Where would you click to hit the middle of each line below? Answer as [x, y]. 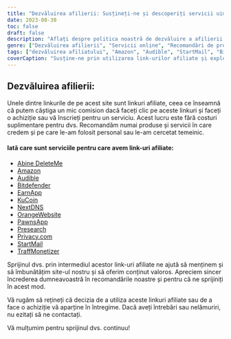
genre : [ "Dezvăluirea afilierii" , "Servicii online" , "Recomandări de [110, 45]
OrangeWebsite [39, 214]
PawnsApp [32, 222]
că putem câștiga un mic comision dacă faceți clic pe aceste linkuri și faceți [114, 110]
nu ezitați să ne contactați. [45, 314]
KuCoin [27, 200]
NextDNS [30, 207]
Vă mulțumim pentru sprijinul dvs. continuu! [69, 327]
